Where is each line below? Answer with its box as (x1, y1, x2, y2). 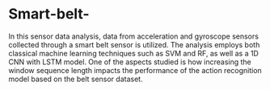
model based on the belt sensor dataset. (8, 74, 143, 84)
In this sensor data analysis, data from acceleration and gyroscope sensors (8, 31, 259, 41)
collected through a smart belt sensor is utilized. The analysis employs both (8, 39, 260, 49)
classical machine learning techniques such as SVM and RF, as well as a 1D (8, 48, 259, 58)
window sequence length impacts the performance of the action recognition (8, 65, 263, 75)
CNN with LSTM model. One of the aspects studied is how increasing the (8, 57, 252, 67)
